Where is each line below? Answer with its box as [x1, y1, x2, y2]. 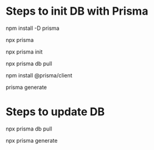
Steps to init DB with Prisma [5, 4, 149, 18]
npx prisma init [5, 48, 43, 55]
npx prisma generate [5, 137, 58, 144]
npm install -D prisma [5, 24, 60, 32]
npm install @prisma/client [5, 71, 72, 79]
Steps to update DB [5, 105, 105, 119]
